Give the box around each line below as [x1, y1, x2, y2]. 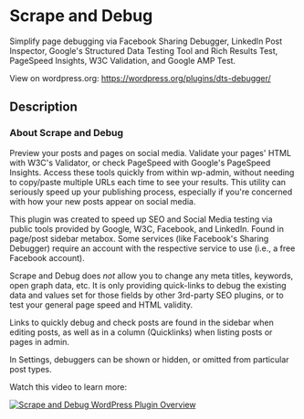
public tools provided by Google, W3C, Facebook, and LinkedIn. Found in [9, 223, 285, 234]
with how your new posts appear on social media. [9, 195, 196, 206]
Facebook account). [9, 252, 85, 263]
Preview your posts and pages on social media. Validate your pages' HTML [9, 147, 292, 158]
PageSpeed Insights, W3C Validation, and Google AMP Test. [9, 55, 236, 66]
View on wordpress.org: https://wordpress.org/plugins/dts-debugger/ [9, 72, 271, 83]
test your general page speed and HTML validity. [9, 299, 194, 310]
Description [9, 100, 78, 115]
